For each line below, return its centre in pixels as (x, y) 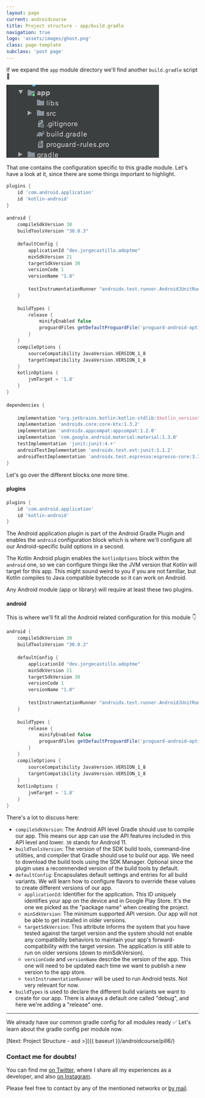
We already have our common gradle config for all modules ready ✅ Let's (99, 1022)
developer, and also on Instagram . (49, 1077)
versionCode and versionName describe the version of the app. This (108, 959)
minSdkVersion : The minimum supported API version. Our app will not (111, 913)
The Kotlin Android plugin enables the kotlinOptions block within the (93, 558)
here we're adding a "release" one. (59, 1005)
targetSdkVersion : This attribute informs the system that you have (107, 926)
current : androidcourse (37, 19)
